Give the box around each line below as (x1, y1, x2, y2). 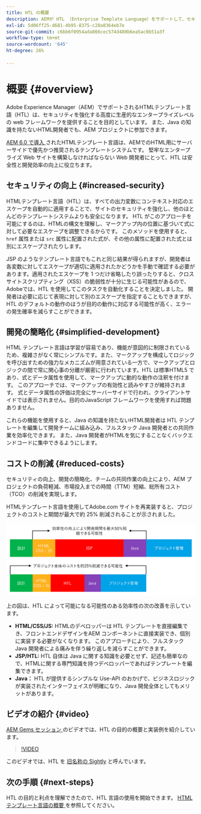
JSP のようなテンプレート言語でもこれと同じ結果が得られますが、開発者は (6, 255, 191, 262)
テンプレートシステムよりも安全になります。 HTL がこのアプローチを (22, 212, 192, 220)
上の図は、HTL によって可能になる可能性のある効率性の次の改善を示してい (6, 602, 191, 609)
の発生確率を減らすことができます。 (6, 308, 95, 315)
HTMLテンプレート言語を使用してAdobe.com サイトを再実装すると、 (6, 503, 177, 510)
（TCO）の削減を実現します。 (6, 491, 80, 498)
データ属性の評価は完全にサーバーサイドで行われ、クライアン (28, 389, 180, 396)
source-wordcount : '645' (6, 41, 68, 47)
